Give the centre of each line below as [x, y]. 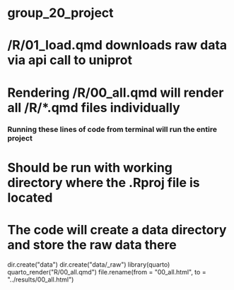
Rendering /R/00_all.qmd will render [116, 92]
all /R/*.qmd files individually [94, 108]
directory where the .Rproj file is [104, 182]
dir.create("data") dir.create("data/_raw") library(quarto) [89, 264]
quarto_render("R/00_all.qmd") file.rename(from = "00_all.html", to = [107, 272]
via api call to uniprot [70, 60]
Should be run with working [90, 168]
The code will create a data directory [117, 230]
